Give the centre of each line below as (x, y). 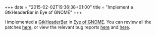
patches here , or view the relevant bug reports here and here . (68, 27)
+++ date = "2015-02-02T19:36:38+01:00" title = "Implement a (69, 7)
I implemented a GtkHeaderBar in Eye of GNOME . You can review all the (78, 22)
